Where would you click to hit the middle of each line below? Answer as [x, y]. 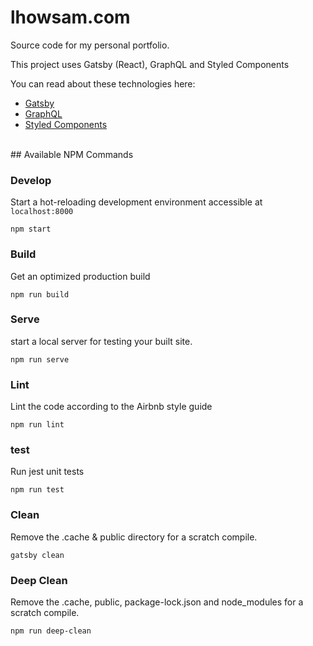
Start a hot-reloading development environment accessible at [136, 202]
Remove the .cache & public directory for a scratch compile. [134, 537]
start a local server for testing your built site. [101, 341]
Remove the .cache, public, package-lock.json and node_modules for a [157, 602]
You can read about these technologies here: [103, 83]
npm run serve [40, 359]
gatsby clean [37, 555]
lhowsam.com [70, 17]
